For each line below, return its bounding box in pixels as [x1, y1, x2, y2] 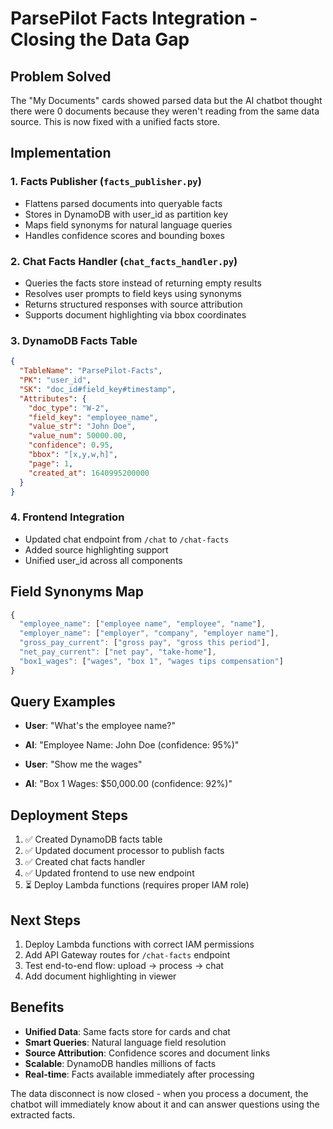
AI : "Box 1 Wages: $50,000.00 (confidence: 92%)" [24, 778, 233, 790]
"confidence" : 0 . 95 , [28, 440, 114, 451]
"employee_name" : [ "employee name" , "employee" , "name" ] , [19, 619, 267, 629]
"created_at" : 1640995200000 [28, 468, 150, 478]
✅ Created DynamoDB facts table [24, 833, 163, 846]
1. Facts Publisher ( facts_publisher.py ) [10, 175, 202, 189]
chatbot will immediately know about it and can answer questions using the [10, 1098, 320, 1110]
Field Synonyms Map [10, 583, 145, 601]
